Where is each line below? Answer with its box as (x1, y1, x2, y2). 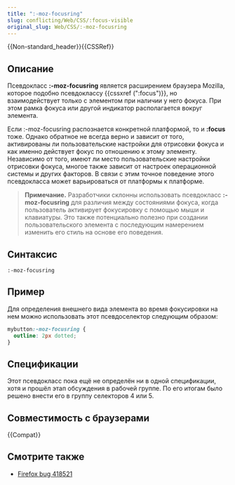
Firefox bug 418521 (17, 470, 73, 478)
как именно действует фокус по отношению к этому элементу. (7, 147, 198, 156)
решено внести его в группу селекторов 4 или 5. (7, 392, 154, 400)
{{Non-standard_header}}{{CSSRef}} (7, 43, 114, 51)
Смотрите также (7, 451, 85, 463)
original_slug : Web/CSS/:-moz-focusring (7, 23, 128, 30)
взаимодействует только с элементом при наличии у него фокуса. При (7, 96, 222, 105)
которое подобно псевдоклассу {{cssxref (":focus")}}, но (7, 89, 177, 98)
